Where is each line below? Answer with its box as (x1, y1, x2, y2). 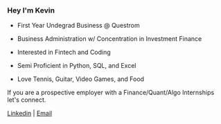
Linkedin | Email (7, 109, 53, 118)
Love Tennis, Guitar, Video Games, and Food (17, 75, 144, 83)
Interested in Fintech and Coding (17, 48, 111, 57)
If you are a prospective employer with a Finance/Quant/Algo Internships (7, 89, 215, 97)
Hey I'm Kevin (7, 6, 55, 15)
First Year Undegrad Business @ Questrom (17, 21, 140, 30)
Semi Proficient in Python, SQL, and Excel (17, 62, 136, 70)
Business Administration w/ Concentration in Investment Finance (17, 35, 202, 43)
